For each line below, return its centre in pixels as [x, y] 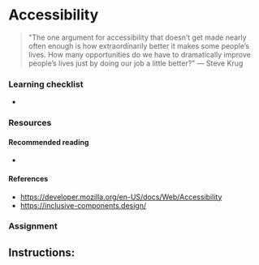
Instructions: [42, 252]
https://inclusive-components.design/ [83, 205]
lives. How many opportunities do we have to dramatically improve [140, 54]
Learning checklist [46, 84]
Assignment [33, 226]
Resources [30, 123]
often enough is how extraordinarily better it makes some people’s [139, 45]
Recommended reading [49, 142]
